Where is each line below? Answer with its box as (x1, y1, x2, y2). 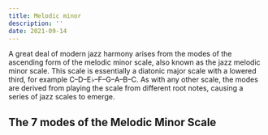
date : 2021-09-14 (8, 27, 67, 35)
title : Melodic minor (8, 11, 82, 20)
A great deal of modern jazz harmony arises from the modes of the (8, 49, 232, 59)
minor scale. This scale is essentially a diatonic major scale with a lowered (8, 66, 257, 76)
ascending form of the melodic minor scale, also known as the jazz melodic (8, 57, 262, 67)
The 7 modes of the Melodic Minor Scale (8, 115, 217, 129)
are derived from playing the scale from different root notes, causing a (8, 83, 244, 93)
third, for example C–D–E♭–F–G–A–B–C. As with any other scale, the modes (8, 74, 258, 85)
